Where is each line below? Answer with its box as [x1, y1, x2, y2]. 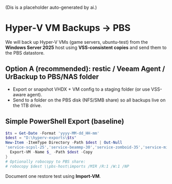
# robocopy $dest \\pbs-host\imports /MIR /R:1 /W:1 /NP [5, 164, 130, 169]
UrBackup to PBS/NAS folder [5, 72, 99, 81]
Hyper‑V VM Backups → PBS [5, 22, 131, 34]
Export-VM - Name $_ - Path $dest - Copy [10, 150, 93, 155]
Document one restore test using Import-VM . [5, 173, 101, 179]
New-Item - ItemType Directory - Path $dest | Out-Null [5, 140, 123, 145]
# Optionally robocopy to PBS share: [5, 159, 86, 164]
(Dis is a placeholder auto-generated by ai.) [5, 5, 97, 10]
